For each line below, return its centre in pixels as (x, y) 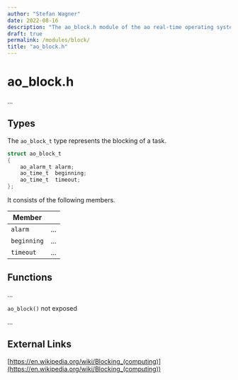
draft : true (25, 34)
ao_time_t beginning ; (53, 173)
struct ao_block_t (34, 154)
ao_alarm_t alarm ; (47, 167)
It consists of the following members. (61, 200)
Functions (30, 278)
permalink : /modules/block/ (49, 40)
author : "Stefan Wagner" (44, 14)
